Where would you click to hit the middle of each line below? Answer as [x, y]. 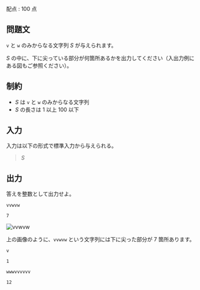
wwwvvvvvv [19, 272]
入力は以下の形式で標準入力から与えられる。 [62, 146]
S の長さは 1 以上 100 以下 [47, 110]
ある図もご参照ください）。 [39, 66]
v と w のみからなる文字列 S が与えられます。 [62, 45]
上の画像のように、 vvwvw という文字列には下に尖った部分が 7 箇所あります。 [101, 239]
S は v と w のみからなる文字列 [52, 102]
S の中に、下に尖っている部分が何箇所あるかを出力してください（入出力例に [100, 58]
